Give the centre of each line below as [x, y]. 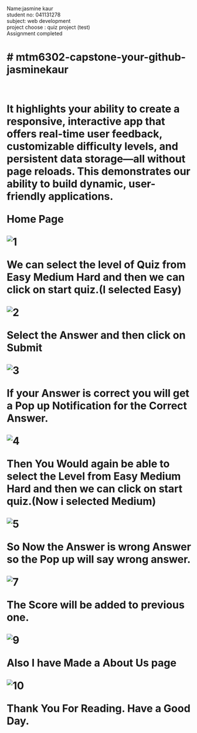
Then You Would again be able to [88, 464]
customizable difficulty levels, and [92, 147]
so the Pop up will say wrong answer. [99, 559]
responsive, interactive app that [86, 121]
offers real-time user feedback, [85, 134]
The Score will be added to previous [96, 605]
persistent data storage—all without [96, 159]
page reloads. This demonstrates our [99, 171]
